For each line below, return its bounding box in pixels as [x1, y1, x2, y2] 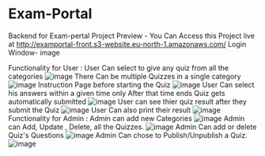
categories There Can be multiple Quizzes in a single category [8, 71, 241, 81]
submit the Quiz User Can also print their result [8, 105, 191, 115]
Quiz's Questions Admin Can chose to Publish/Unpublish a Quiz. [8, 130, 248, 139]
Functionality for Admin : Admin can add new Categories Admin [8, 113, 245, 123]
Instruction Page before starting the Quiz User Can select [38, 80, 255, 89]
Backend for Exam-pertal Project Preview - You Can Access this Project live [8, 31, 256, 40]
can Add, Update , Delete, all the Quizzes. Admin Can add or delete [8, 122, 257, 131]
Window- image [8, 48, 61, 57]
